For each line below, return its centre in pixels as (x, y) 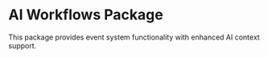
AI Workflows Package (86, 15)
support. (23, 45)
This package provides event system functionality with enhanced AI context (134, 37)
